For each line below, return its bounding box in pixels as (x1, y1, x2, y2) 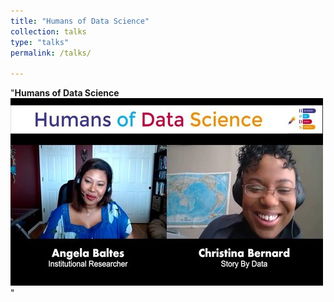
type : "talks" (10, 37, 70, 47)
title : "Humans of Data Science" (10, 16, 150, 26)
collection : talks (10, 26, 87, 37)
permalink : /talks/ (10, 48, 92, 58)
